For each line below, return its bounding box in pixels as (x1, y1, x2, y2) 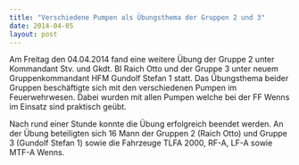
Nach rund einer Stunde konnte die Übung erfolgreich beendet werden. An (9, 119, 284, 129)
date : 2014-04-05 (9, 21, 74, 30)
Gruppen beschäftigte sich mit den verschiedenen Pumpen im (9, 82, 237, 94)
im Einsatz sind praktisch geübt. (9, 102, 127, 112)
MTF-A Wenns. (9, 147, 65, 158)
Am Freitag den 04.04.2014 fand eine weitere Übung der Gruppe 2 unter (9, 54, 275, 65)
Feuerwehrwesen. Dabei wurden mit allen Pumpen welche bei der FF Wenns (9, 92, 290, 103)
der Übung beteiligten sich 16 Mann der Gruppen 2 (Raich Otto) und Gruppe (9, 128, 288, 139)
